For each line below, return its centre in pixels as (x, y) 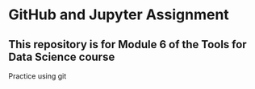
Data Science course (62, 57)
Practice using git (38, 76)
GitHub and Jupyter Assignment (119, 15)
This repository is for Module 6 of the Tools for (128, 44)
